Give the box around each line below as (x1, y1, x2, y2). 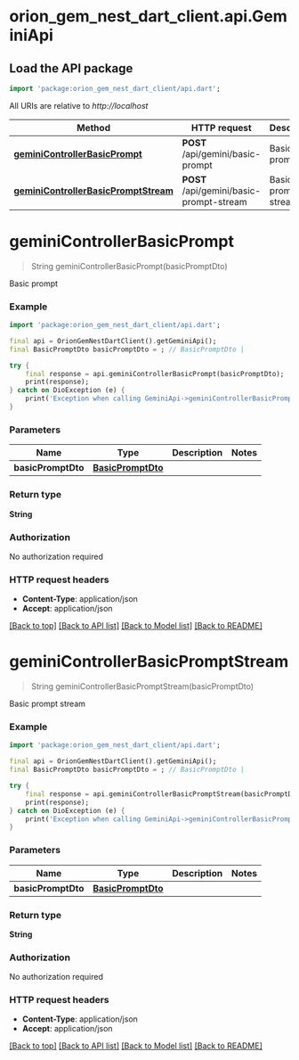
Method (77, 121, 111, 134)
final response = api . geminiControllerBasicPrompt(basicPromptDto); (25, 369, 285, 378)
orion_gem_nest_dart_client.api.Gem (9, 6, 287, 27)
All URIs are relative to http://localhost (9, 100, 149, 111)
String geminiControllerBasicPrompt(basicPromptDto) (30, 260, 229, 271)
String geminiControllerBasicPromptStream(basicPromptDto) (30, 681, 255, 692)
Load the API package (9, 61, 133, 76)
